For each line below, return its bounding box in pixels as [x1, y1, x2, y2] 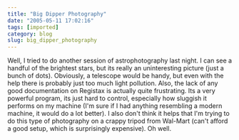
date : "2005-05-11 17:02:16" [7, 17, 94, 24]
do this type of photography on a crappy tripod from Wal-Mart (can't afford [7, 117, 228, 125]
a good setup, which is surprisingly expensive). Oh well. [7, 124, 172, 133]
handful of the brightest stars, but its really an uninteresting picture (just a [7, 64, 225, 72]
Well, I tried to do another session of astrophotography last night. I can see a [7, 56, 233, 65]
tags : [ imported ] [7, 23, 59, 31]
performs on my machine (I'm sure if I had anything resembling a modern [7, 102, 223, 110]
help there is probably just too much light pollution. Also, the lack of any [7, 79, 218, 87]
